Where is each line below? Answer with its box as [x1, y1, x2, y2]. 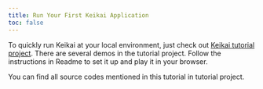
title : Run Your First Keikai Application [8, 11, 149, 20]
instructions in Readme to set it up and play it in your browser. [8, 56, 208, 66]
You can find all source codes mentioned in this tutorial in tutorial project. [8, 72, 245, 81]
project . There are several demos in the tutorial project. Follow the [8, 48, 221, 58]
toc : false [8, 19, 44, 27]
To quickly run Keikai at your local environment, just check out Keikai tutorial [8, 40, 255, 49]
